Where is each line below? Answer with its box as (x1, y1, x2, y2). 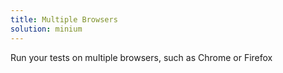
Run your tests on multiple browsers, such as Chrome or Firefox (10, 51, 273, 63)
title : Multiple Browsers (10, 14, 118, 25)
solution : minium (10, 24, 83, 34)
